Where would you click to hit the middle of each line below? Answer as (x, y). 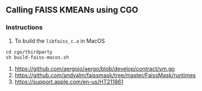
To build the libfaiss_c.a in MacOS (60, 41)
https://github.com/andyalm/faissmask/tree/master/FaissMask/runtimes (105, 75)
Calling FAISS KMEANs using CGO (72, 10)
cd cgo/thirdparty (29, 52)
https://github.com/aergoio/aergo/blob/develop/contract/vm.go (95, 68)
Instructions (24, 27)
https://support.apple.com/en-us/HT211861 (69, 81)
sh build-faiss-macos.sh (37, 57)
